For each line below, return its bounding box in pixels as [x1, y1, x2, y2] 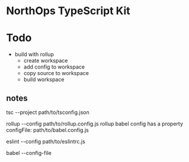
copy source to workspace [23, 70, 89, 77]
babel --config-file [6, 149, 52, 156]
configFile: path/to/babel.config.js [6, 126, 89, 134]
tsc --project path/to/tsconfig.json [6, 108, 90, 116]
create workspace [23, 57, 68, 64]
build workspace [23, 76, 65, 83]
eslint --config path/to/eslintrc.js [6, 138, 86, 145]
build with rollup [14, 51, 55, 58]
